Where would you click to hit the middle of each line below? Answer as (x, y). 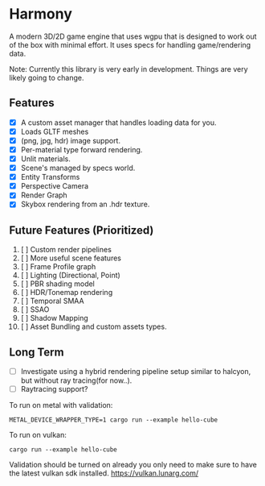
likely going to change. (47, 77)
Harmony (41, 14)
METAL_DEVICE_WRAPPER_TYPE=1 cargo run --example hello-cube (114, 420)
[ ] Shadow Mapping (55, 318)
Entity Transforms (50, 177)
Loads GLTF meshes (55, 131)
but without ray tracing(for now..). (76, 380)
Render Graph (44, 195)
